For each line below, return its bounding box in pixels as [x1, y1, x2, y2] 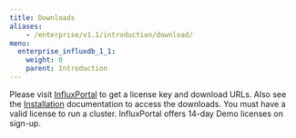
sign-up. [9, 117, 41, 128]
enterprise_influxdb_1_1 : [17, 47, 117, 56]
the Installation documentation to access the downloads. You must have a [9, 98, 286, 109]
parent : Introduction [26, 64, 107, 74]
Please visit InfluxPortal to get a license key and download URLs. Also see [9, 88, 287, 100]
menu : [9, 38, 30, 48]
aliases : [9, 22, 43, 31]
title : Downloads [9, 13, 76, 23]
